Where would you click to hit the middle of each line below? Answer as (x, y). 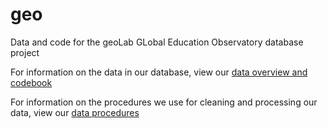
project (25, 52)
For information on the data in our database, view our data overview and (159, 72)
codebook (31, 82)
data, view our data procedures (75, 112)
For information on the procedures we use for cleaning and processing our (164, 102)
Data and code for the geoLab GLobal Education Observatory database (157, 42)
